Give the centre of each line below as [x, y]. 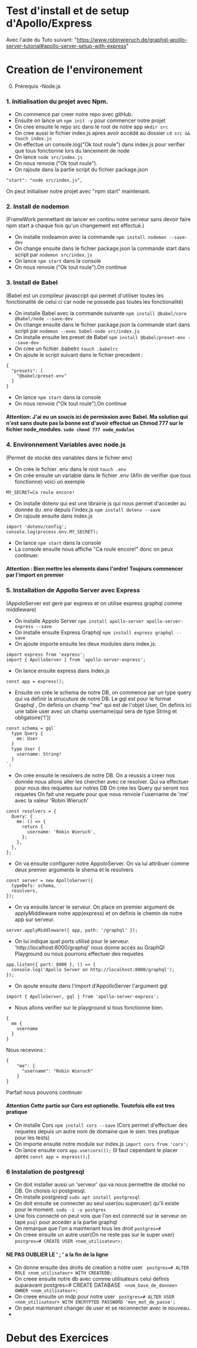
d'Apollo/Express [49, 23]
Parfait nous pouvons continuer [44, 1092]
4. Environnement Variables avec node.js [66, 445]
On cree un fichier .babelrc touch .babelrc [66, 348]
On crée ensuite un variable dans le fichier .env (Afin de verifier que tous [103, 475]
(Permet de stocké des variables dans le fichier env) [69, 458]
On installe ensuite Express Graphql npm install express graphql [94, 632]
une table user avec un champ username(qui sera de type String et [96, 711]
